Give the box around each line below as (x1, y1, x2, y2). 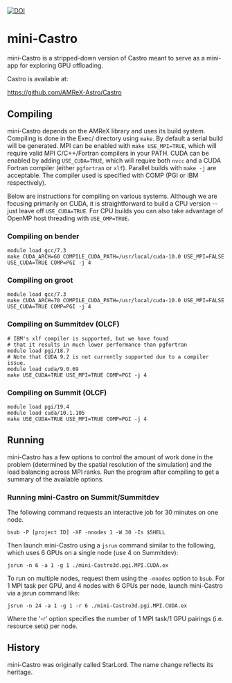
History (7, 642, 40, 654)
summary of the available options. (7, 475, 104, 483)
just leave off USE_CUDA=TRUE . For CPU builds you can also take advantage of (7, 206, 224, 215)
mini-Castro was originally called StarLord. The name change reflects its (7, 660, 214, 668)
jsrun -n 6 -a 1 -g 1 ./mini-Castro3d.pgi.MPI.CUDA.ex (7, 562, 169, 569)
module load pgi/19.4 (7, 403, 70, 410)
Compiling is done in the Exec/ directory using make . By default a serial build (7, 134, 224, 142)
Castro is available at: (7, 74, 69, 83)
